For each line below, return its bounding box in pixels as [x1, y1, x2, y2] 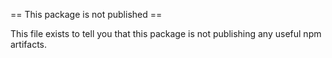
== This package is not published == [10, 9, 163, 20]
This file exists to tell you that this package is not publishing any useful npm [10, 28, 322, 39]
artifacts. [10, 39, 48, 50]
